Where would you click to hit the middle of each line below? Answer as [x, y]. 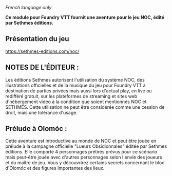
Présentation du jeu [37, 39]
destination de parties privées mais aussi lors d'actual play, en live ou [79, 91]
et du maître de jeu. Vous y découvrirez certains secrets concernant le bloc [85, 163]
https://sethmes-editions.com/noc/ [42, 51]
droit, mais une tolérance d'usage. [42, 112]
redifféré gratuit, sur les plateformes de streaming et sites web [71, 96]
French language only [28, 7]
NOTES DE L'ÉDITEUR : [42, 67]
